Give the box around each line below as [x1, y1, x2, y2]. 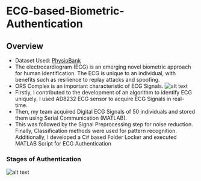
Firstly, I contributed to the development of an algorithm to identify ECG [14, 89, 193, 96]
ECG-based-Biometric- [6, 4, 125, 18]
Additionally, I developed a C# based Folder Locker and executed [14, 133, 177, 141]
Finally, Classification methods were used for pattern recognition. [14, 127, 178, 134]
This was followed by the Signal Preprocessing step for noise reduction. [14, 121, 194, 127]
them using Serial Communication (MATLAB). [14, 114, 128, 121]
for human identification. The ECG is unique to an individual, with [14, 70, 176, 76]
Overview [6, 41, 44, 51]
